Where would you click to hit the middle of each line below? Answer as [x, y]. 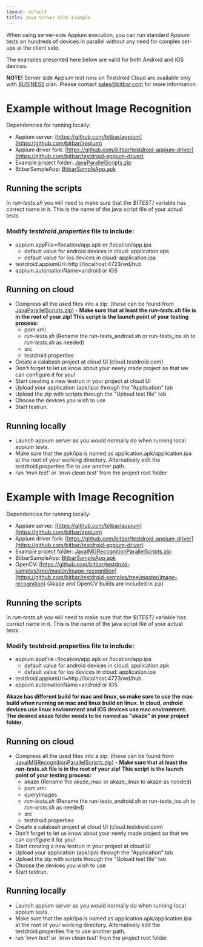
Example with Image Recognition [90, 497]
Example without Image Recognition [99, 108]
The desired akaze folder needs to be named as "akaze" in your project [98, 716]
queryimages [41, 795]
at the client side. [38, 48]
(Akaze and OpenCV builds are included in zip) [105, 584]
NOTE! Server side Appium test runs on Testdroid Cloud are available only [99, 78]
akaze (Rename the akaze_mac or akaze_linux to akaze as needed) [108, 782]
